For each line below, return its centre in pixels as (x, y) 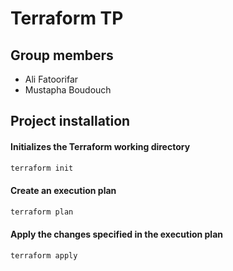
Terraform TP (67, 18)
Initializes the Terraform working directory (100, 146)
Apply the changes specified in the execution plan (117, 234)
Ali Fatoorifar (51, 79)
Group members (62, 55)
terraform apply (44, 255)
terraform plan (42, 212)
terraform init (42, 168)
